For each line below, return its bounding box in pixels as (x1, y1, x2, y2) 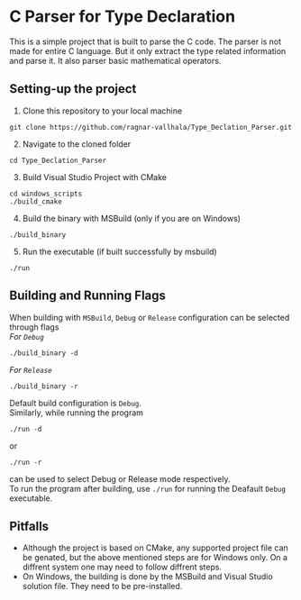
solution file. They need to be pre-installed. (22, 581, 183, 592)
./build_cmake (9, 196, 63, 206)
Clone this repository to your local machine (22, 105, 183, 116)
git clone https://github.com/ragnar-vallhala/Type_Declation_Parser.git (9, 123, 293, 132)
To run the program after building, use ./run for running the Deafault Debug (9, 483, 287, 494)
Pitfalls (9, 518, 50, 533)
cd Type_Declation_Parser (9, 156, 106, 165)
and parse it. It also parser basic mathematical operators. (9, 55, 222, 66)
